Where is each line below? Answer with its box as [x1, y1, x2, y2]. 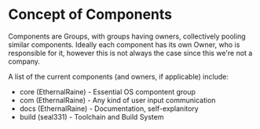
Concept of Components [8, 6, 173, 24]
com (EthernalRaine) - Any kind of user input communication [19, 95, 216, 105]
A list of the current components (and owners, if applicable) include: [8, 72, 229, 81]
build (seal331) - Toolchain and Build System [19, 112, 164, 121]
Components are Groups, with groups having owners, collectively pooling [8, 31, 246, 41]
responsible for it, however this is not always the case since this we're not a [8, 48, 253, 57]
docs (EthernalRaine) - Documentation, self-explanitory [19, 104, 199, 113]
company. [8, 57, 41, 66]
